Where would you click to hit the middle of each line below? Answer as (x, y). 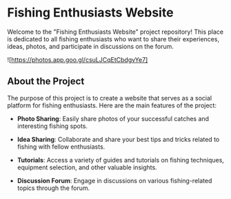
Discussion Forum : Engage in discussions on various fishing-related (114, 180)
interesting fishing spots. (52, 126)
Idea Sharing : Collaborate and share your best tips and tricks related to (118, 139)
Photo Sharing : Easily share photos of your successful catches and (113, 118)
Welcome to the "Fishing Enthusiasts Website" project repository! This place (115, 32)
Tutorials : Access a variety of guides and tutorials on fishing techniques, (120, 160)
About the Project (46, 82)
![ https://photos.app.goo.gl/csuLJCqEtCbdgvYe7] (78, 59)
